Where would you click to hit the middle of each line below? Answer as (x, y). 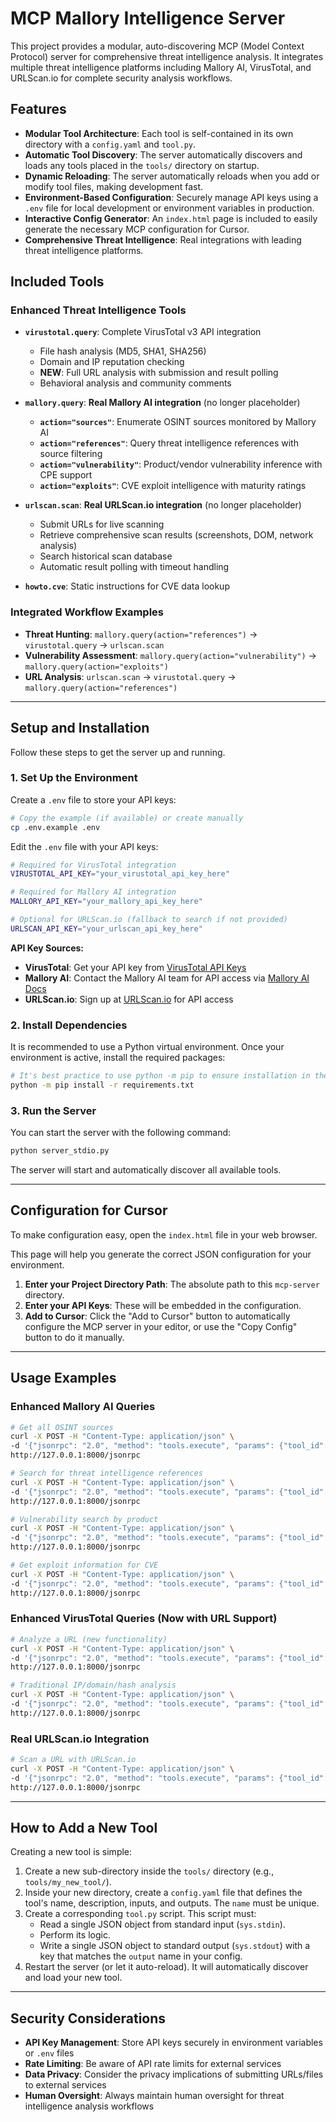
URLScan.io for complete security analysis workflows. (121, 78)
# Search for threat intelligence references (106, 1473)
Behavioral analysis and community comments (135, 383)
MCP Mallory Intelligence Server (148, 18)
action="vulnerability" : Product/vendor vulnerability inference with (181, 464)
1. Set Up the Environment (74, 778)
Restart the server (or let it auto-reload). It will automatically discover (166, 1967)
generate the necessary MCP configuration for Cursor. (137, 229)
